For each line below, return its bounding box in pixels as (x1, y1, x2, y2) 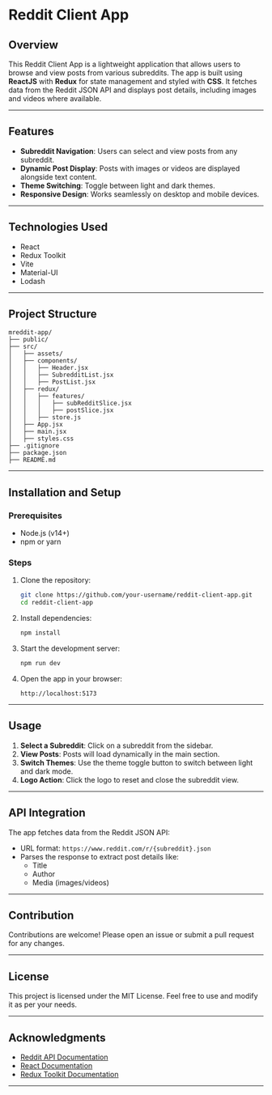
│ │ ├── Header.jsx (8, 364, 89, 372)
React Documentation (19, 1060, 93, 1070)
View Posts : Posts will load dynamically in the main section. (19, 749, 220, 758)
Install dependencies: (19, 613, 92, 623)
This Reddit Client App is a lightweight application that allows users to (8, 59, 241, 69)
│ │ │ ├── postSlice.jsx (8, 406, 114, 414)
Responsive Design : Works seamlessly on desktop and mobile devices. (19, 189, 260, 199)
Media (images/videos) (32, 877, 109, 887)
